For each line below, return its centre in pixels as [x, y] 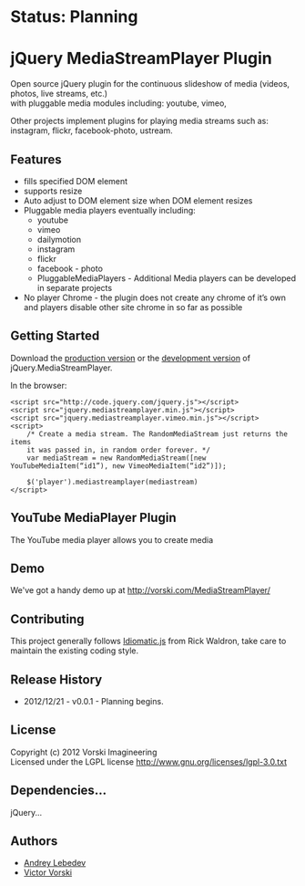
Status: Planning [74, 17]
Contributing [47, 619]
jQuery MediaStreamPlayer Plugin [141, 59]
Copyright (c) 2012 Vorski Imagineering [84, 752]
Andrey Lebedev [55, 863]
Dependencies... [59, 791]
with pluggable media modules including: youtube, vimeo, [118, 103]
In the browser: [39, 385]
